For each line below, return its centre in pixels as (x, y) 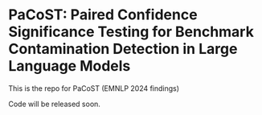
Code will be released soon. (54, 104)
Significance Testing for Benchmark (131, 32)
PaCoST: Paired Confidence (103, 15)
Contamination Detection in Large (123, 49)
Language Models (70, 66)
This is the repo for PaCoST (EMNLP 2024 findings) (94, 88)
